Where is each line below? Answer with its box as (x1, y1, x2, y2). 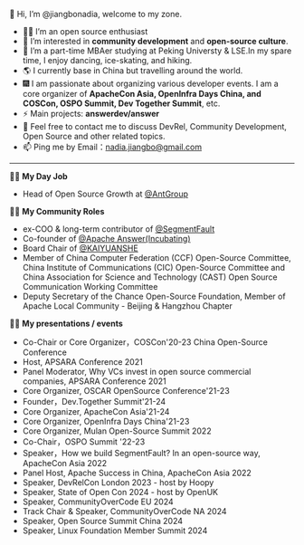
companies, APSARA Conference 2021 (22, 376, 167, 387)
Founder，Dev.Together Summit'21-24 (22, 397, 166, 406)
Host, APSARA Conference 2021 (22, 357, 143, 367)
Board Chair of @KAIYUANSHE (22, 243, 138, 253)
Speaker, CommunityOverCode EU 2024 (22, 496, 174, 507)
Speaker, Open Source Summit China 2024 (22, 516, 184, 526)
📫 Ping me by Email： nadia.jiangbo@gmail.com (22, 141, 202, 152)
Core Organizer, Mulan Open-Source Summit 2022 (22, 425, 212, 436)
